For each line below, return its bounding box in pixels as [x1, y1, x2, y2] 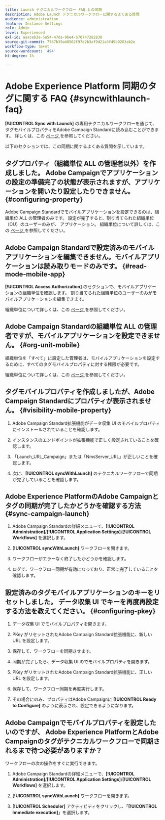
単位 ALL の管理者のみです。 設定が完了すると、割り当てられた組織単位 [9, 215, 154, 221]
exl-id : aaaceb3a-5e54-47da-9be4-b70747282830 [5, 35, 102, 40]
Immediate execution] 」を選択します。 [12, 810, 93, 815]
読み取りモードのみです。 [43, 262, 121, 270]
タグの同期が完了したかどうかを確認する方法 [5, 501, 141, 510]
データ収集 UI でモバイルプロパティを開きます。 [12, 621, 109, 627]
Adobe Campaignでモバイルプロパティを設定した [5, 718, 157, 727]
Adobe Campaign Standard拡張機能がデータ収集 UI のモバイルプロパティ [12, 420, 161, 426]
